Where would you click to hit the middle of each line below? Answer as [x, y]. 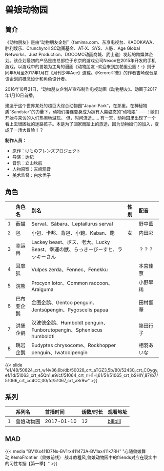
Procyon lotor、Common [60, 283]
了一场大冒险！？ [26, 130]
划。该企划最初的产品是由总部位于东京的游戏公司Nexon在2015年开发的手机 [81, 61]
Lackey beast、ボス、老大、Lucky [71, 242]
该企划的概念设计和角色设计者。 [37, 79]
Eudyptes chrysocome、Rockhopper [74, 345]
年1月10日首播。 [21, 95]
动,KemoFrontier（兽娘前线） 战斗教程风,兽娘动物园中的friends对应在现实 [79, 457]
